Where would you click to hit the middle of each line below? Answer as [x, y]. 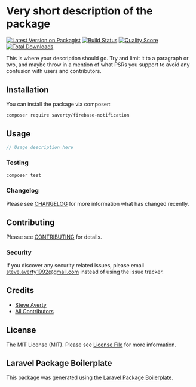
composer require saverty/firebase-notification [68, 115]
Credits [20, 290]
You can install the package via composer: [58, 104]
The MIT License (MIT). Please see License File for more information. [91, 345]
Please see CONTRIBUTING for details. [54, 237]
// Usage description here [40, 148]
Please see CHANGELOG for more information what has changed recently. [98, 203]
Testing [17, 163]
